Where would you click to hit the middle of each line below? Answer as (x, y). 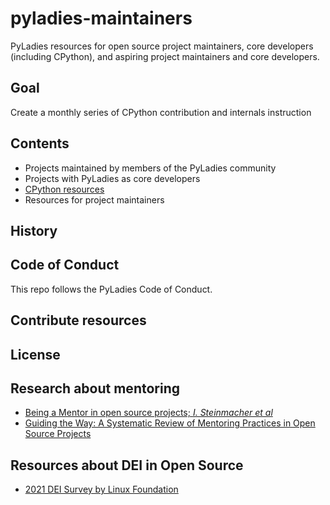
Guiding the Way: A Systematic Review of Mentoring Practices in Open (170, 423)
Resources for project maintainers (94, 199)
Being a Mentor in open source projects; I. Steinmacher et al (148, 413)
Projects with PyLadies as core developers (112, 178)
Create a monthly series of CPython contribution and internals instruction (161, 112)
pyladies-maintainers (101, 18)
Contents (40, 143)
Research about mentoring (95, 388)
